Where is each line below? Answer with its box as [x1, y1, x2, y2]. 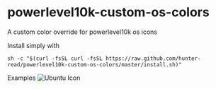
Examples [7, 73, 36, 82]
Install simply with [7, 41, 60, 49]
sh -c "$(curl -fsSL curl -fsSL [7, 54, 103, 62]
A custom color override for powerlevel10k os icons [7, 28, 158, 36]
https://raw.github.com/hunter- [105, 54, 201, 62]
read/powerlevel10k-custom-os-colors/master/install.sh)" [7, 61, 182, 68]
